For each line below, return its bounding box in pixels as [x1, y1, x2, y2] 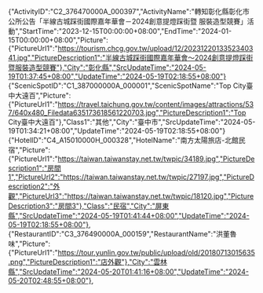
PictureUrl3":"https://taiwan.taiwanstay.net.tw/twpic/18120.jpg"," [22, 192, 232, 200]
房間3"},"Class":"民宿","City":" [57, 201, 155, 211]
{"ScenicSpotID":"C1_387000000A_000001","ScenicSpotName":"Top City [8, 81, 247, 90]
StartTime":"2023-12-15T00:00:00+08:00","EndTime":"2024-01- [22, 27, 232, 35]
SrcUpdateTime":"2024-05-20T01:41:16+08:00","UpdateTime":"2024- [22, 267, 250, 277]
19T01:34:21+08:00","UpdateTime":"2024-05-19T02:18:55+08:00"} [8, 126, 226, 135]
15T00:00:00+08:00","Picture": [8, 35, 108, 45]
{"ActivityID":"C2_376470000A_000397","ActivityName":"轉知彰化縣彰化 [8, 7, 243, 16]
